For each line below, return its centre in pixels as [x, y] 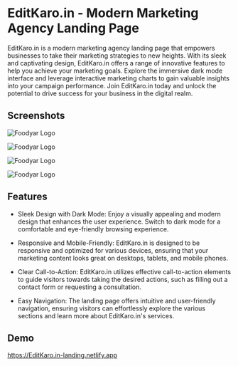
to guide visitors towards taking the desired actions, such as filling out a [123, 279]
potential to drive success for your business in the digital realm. [100, 93]
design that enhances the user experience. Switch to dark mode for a [119, 221]
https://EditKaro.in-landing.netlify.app [62, 355]
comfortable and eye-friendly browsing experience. [93, 229]
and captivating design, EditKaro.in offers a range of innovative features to [116, 63]
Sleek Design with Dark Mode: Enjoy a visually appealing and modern [119, 214]
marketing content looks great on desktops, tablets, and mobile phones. [123, 258]
